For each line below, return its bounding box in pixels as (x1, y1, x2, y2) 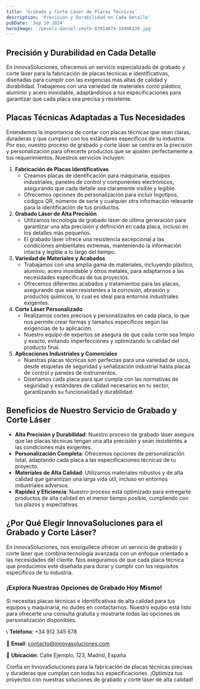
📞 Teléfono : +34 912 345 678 (6, 628, 78, 635)
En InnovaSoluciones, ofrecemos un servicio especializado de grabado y (6, 63, 186, 71)
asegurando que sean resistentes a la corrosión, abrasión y (23, 286, 170, 293)
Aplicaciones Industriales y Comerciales (14, 350, 118, 357)
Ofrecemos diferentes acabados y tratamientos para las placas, (23, 280, 180, 287)
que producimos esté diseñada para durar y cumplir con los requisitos (6, 562, 179, 569)
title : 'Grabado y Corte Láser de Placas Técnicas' (6, 8, 137, 15)
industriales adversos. (14, 481, 70, 488)
